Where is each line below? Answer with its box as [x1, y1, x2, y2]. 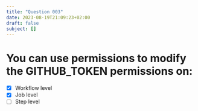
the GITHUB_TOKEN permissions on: [6, 65, 193, 78]
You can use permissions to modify [6, 52, 187, 65]
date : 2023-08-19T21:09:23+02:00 [6, 14, 91, 21]
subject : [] [6, 25, 36, 32]
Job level [14, 91, 38, 98]
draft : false [6, 20, 39, 26]
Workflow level [14, 84, 53, 92]
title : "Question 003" [6, 8, 63, 15]
